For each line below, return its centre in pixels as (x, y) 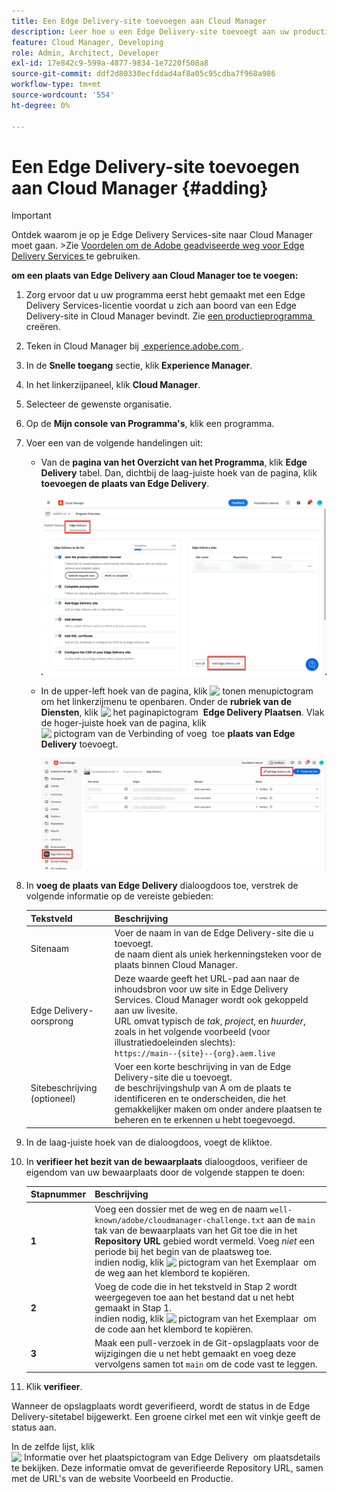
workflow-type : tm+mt (56, 85)
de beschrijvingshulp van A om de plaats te (203, 1088)
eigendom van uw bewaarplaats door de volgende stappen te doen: (165, 1172)
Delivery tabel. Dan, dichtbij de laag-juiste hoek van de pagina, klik (179, 473)
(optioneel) (53, 1099)
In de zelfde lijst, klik (53, 1446)
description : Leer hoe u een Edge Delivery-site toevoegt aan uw (150, 31)
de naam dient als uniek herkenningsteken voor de (218, 954)
